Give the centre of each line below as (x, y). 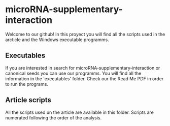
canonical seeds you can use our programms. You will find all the (73, 73)
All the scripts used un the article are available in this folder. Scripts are (79, 112)
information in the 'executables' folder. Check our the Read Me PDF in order (84, 78)
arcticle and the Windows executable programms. (57, 40)
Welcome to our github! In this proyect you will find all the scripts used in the (85, 34)
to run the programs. (27, 84)
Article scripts (28, 100)
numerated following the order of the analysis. (54, 117)
